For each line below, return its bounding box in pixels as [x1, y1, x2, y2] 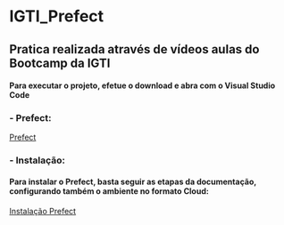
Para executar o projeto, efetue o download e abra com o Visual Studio [9, 80, 276, 91]
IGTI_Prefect [9, 6, 104, 27]
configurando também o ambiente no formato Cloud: [9, 185, 210, 197]
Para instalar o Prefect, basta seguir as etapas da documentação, [9, 176, 257, 187]
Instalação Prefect [9, 205, 77, 216]
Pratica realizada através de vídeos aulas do [9, 42, 260, 57]
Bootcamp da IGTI [9, 55, 111, 70]
